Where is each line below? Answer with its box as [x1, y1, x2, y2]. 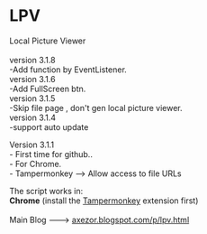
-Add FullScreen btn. [9, 83, 86, 94]
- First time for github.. [9, 148, 93, 159]
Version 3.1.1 [9, 139, 55, 150]
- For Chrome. [9, 158, 62, 169]
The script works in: [9, 185, 84, 196]
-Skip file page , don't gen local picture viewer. [9, 102, 183, 113]
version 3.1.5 [9, 92, 56, 104]
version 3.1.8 [9, 54, 56, 65]
